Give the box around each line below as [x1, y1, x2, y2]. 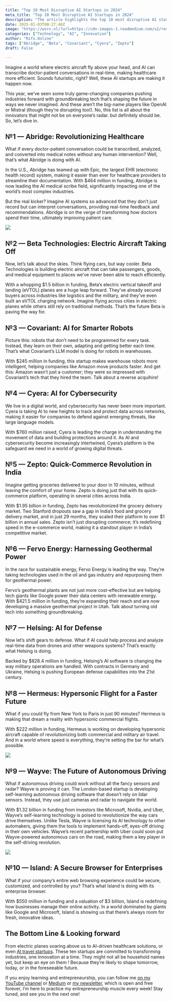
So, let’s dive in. [5, 117, 38, 123]
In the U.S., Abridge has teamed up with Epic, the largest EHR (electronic [5, 167, 159, 173]
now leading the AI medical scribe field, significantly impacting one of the [5, 183, 160, 189]
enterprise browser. [5, 888, 47, 894]
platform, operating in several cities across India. [29, 493, 132, 499]
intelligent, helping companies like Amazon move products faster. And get [5, 364, 161, 370]
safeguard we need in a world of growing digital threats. [5, 445, 123, 451]
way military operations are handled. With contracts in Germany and [5, 664, 149, 670]
